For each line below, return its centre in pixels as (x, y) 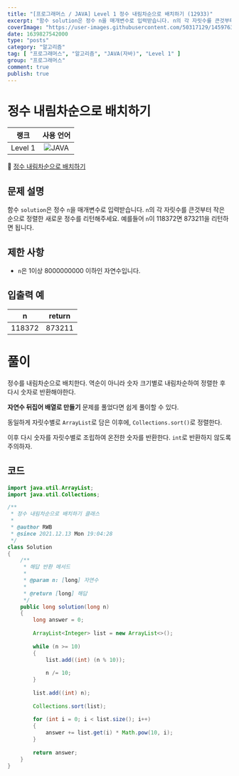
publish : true (28, 73)
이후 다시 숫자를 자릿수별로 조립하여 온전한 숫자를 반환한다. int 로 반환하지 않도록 (119, 437)
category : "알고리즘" (36, 47)
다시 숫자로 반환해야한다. (42, 392)
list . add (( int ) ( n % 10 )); (85, 660)
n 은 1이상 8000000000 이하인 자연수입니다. (79, 271)
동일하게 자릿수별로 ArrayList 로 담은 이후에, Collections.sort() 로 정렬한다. (115, 422)
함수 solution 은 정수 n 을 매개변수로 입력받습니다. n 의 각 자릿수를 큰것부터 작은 (116, 210)
